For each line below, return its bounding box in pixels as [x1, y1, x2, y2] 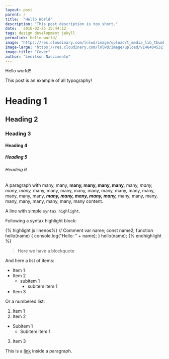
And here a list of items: [5, 258, 54, 264]
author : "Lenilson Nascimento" [5, 54, 71, 59]
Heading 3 [5, 130, 31, 137]
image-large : [5, 45, 33, 50]
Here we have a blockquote [17, 248, 74, 254]
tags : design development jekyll [5, 31, 75, 36]
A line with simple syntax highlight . [5, 208, 80, 214]
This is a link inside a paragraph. [5, 348, 72, 354]
